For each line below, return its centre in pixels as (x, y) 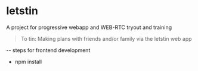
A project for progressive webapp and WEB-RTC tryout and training (89, 27)
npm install (28, 62)
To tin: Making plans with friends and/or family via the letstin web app (106, 38)
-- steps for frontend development (48, 50)
